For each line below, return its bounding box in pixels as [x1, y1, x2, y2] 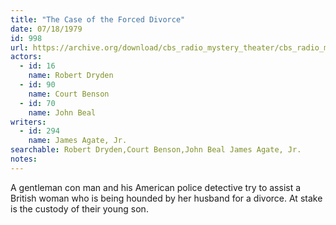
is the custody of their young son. [10, 202, 149, 215]
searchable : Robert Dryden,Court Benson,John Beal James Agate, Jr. [10, 145, 302, 155]
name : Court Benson [28, 89, 110, 99]
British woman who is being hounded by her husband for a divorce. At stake [10, 192, 323, 204]
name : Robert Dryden [28, 71, 114, 81]
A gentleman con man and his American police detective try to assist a [10, 181, 302, 193]
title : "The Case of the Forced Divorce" [10, 14, 186, 25]
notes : [10, 154, 38, 164]
